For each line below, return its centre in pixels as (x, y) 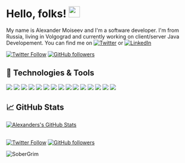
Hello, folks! (36, 14)
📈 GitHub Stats (35, 108)
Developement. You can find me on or (65, 43)
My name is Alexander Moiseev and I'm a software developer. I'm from (93, 30)
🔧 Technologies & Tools (50, 73)
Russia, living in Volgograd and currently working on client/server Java (93, 36)
